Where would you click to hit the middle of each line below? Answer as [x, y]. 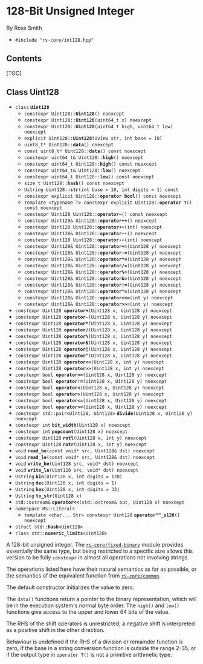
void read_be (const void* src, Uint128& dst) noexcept [85, 451]
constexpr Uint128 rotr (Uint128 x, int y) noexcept [81, 444]
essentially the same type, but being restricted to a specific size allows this [100, 551]
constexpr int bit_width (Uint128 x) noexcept [73, 425]
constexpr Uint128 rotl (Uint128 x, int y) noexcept [81, 438]
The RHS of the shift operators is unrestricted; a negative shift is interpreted [101, 623]
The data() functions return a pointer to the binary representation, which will [102, 599]
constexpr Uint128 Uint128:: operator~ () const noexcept [96, 214]
